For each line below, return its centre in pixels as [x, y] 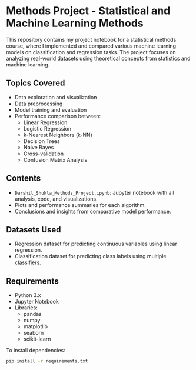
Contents [24, 179]
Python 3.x [28, 295]
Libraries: [26, 308]
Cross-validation [43, 154]
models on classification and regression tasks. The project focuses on [91, 52]
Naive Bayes [39, 147]
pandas [33, 314]
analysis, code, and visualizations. [56, 199]
